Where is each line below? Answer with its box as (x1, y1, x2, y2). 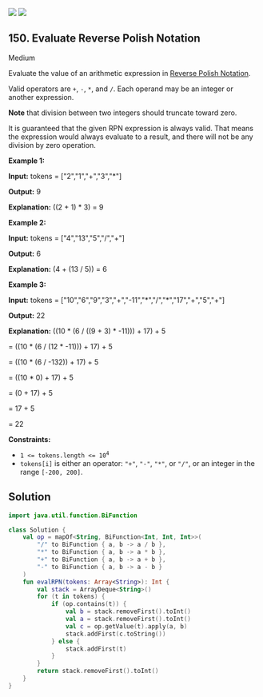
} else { (50, 637, 81, 645)
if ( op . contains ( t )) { (50, 600, 127, 608)
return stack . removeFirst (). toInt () (37, 667, 159, 675)
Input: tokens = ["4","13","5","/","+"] (8, 233, 126, 243)
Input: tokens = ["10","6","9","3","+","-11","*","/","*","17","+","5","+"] (8, 295, 225, 305)
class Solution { (8, 526, 66, 534)
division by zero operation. (8, 140, 96, 149)
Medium (8, 53, 36, 62)
